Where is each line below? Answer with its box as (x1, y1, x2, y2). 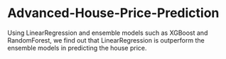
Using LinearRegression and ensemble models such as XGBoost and (7, 28, 208, 37)
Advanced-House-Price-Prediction (7, 5, 220, 21)
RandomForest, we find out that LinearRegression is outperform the (7, 36, 205, 44)
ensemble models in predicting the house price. (7, 43, 147, 52)
